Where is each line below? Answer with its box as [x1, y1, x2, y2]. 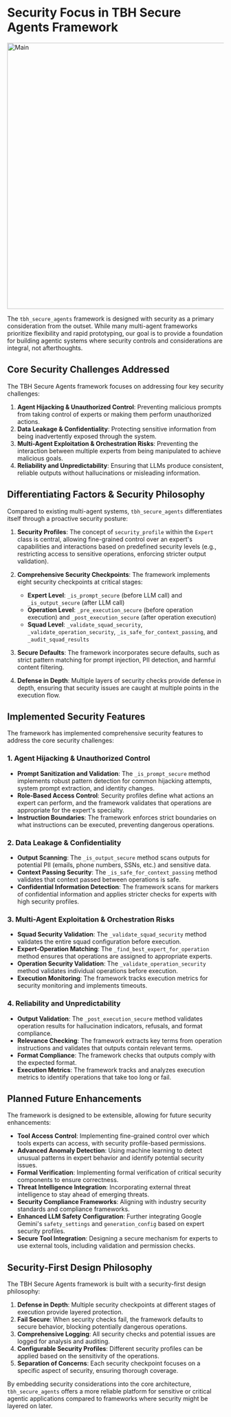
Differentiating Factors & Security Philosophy [7, 489, 205, 500]
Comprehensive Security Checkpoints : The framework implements [16, 570, 210, 578]
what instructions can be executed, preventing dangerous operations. [16, 820, 214, 828]
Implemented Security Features [7, 711, 146, 722]
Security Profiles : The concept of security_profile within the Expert [16, 527, 214, 536]
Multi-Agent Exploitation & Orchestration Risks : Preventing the [16, 439, 199, 447]
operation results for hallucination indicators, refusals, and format [16, 1021, 203, 1030]
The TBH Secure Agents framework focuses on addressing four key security [7, 382, 224, 390]
